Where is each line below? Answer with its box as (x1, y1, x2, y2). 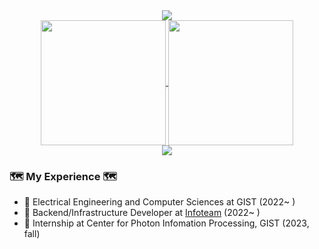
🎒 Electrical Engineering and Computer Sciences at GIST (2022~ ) (23, 196, 296, 208)
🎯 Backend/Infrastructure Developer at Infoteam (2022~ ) (23, 207, 261, 219)
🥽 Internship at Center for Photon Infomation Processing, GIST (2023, (23, 217, 310, 229)
